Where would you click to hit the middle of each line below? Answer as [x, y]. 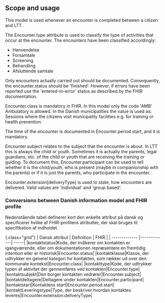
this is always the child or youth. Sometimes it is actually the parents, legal [81, 151]
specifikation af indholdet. [32, 228]
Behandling [24, 65]
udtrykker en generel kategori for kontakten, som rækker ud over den [76, 259]
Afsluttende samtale [33, 71]
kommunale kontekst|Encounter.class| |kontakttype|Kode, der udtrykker [79, 264]
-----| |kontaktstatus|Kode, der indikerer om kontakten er [72, 243]
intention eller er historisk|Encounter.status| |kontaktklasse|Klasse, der [77, 253]
